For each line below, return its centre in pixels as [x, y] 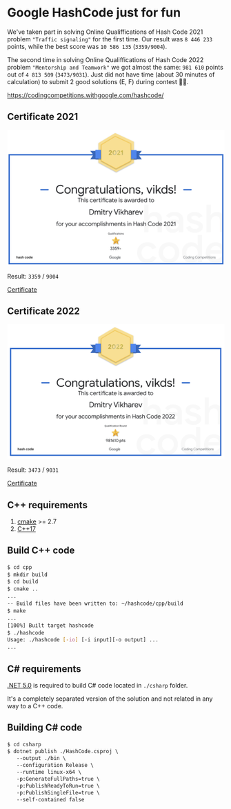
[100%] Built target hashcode [51, 626]
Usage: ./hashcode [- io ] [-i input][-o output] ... [83, 640]
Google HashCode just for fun [94, 13]
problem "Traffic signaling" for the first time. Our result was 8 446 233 [110, 39]
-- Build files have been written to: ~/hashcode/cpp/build [96, 604]
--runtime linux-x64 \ [49, 772]
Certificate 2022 [44, 311]
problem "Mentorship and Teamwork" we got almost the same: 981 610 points [115, 67]
